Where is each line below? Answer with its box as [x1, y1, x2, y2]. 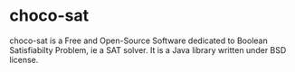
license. [9, 54, 39, 65]
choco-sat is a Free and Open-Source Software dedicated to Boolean [9, 35, 269, 46]
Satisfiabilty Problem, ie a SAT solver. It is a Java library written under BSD [9, 44, 287, 55]
